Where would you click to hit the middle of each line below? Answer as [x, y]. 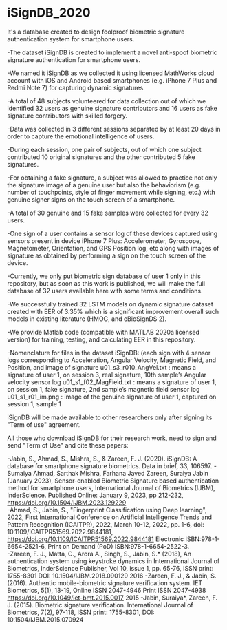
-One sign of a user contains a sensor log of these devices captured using [112, 233]
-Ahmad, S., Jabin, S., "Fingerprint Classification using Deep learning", [107, 510]
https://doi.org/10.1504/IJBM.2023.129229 [67, 502]
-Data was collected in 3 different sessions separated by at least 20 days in [114, 129]
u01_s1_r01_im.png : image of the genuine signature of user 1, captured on [112, 397]
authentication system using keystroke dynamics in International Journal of [113, 561]
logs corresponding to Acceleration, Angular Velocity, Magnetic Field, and [112, 360]
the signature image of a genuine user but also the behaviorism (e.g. [104, 185]
